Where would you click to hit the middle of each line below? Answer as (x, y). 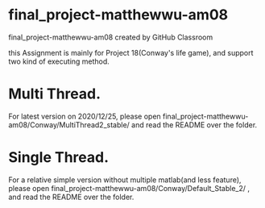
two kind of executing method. (59, 61)
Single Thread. (58, 158)
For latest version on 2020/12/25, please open (85, 116)
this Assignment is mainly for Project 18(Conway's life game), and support (131, 52)
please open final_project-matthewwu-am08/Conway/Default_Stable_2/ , (129, 188)
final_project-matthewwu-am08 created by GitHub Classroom (111, 37)
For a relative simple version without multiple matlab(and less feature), (125, 180)
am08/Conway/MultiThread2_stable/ (69, 125)
